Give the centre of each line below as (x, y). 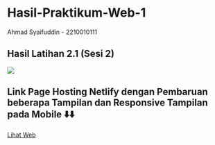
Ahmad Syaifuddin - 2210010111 (52, 32)
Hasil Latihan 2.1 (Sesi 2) (61, 54)
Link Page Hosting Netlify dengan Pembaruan (108, 92)
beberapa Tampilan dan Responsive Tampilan (108, 103)
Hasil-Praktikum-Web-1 (77, 13)
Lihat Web (21, 135)
